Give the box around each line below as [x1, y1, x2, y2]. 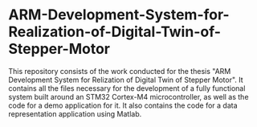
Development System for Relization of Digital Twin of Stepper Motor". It [8, 75, 243, 84]
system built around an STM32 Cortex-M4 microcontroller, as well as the [8, 92, 249, 101]
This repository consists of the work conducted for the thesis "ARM [8, 66, 231, 76]
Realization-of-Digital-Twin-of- [8, 23, 222, 41]
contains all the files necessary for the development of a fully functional [8, 83, 246, 93]
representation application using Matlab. [8, 109, 142, 118]
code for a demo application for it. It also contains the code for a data [8, 100, 238, 110]
